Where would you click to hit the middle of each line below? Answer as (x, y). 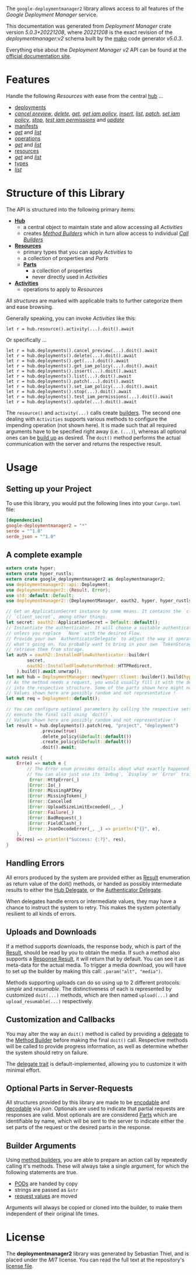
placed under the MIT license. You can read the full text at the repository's (95, 1260)
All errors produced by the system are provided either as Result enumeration (98, 877)
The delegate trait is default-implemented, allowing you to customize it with (97, 1063)
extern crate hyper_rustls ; (40, 574)
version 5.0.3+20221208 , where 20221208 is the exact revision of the (90, 32)
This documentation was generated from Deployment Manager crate (89, 26)
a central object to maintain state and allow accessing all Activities (103, 227)
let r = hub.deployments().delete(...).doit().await (71, 356)
